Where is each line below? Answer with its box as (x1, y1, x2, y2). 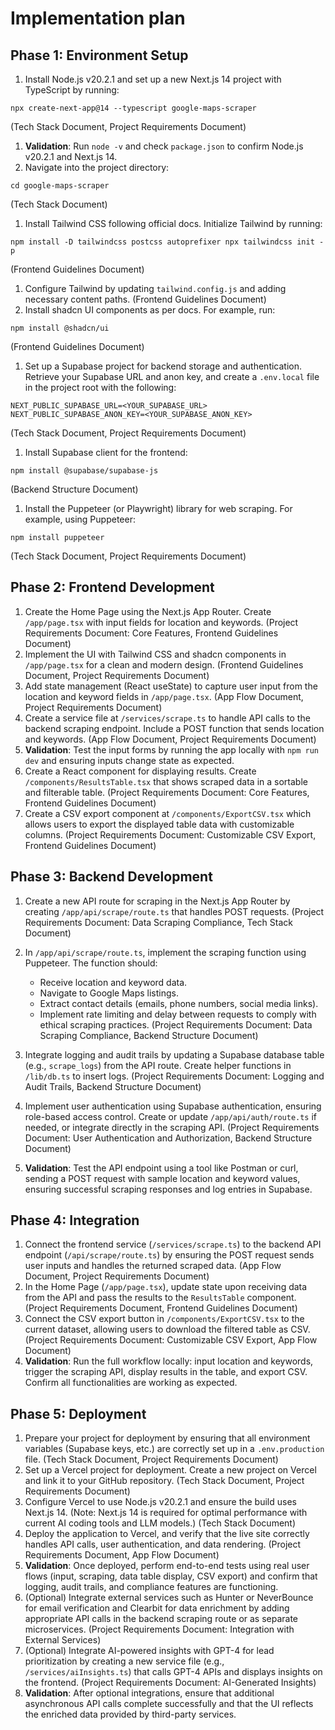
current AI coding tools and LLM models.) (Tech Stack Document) (24, 1517, 297, 1529)
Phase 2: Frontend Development (10, 579, 215, 596)
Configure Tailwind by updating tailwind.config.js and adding (24, 283, 287, 294)
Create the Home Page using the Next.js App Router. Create (24, 605, 272, 617)
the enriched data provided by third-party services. (24, 1708, 237, 1721)
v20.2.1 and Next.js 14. (24, 151, 118, 162)
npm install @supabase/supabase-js (10, 466, 159, 476)
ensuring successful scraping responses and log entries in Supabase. (24, 1183, 313, 1195)
